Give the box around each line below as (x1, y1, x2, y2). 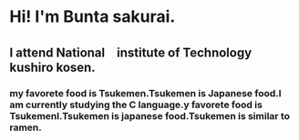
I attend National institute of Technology (9, 45, 253, 60)
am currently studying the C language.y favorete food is (9, 98, 263, 111)
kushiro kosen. (9, 59, 96, 75)
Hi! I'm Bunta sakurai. (9, 6, 176, 27)
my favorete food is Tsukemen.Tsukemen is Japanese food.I (9, 86, 282, 99)
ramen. (9, 121, 43, 134)
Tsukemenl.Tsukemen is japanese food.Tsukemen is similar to (9, 109, 290, 122)
